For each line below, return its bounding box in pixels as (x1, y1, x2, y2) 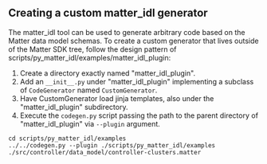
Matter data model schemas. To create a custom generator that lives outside (8, 36, 259, 45)
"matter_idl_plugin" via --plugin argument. (19, 119, 161, 128)
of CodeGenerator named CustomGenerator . (19, 85, 158, 95)
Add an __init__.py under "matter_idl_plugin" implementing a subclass (19, 76, 254, 86)
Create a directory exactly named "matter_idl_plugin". (19, 68, 196, 78)
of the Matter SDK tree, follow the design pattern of (8, 44, 177, 54)
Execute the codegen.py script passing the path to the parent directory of (19, 111, 259, 120)
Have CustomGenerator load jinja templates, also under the (19, 93, 214, 103)
